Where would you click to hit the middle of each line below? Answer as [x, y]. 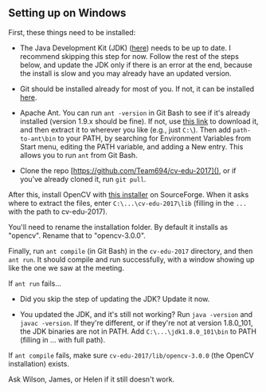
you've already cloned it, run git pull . [83, 179]
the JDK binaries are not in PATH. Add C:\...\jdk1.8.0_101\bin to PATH [138, 331]
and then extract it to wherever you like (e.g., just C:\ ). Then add [125, 129]
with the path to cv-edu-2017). [58, 212]
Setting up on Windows [67, 13]
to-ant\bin [38, 139]
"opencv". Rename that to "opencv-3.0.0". [77, 236]
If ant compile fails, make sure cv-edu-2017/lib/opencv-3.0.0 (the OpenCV [131, 355]
